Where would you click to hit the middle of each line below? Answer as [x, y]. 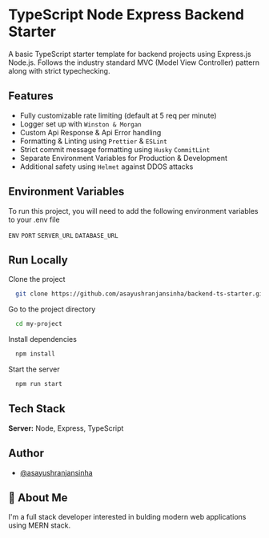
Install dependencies [43, 339]
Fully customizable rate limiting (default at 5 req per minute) [118, 115]
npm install [36, 354]
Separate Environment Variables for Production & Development [124, 158]
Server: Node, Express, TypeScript [66, 428]
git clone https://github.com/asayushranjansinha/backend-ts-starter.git [141, 294]
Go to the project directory [52, 309]
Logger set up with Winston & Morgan [80, 124]
